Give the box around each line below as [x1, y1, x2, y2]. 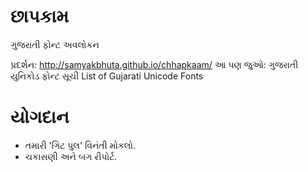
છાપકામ [10, 5, 70, 28]
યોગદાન [10, 106, 70, 129]
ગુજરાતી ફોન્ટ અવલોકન [10, 38, 100, 50]
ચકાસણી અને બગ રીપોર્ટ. [24, 150, 118, 162]
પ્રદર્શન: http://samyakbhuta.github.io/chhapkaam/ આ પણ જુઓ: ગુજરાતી [10, 58, 299, 70]
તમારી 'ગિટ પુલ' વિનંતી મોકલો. [24, 139, 136, 151]
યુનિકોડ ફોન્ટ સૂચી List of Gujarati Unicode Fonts [10, 70, 204, 82]
